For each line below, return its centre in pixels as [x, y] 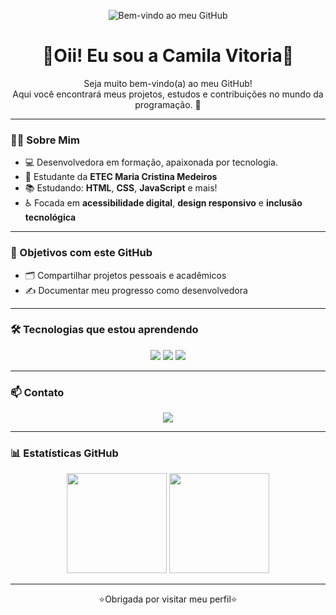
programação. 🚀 [168, 104]
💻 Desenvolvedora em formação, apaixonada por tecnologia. [151, 162]
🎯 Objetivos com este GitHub [81, 253]
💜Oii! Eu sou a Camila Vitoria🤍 [168, 56]
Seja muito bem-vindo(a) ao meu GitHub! [168, 83]
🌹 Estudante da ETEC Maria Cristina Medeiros [121, 177]
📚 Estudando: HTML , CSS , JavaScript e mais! [121, 188]
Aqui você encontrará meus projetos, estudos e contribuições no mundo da [168, 94]
